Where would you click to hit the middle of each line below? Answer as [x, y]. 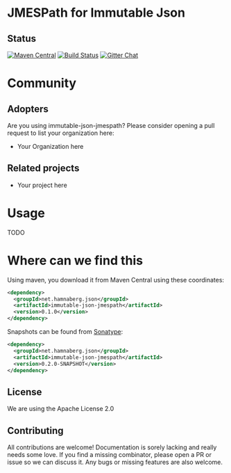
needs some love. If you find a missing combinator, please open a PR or [109, 455]
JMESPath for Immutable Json [96, 13]
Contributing [35, 430]
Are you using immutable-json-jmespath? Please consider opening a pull [111, 126]
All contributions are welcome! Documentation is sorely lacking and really [112, 447]
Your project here [42, 185]
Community [42, 83]
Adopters [28, 109]
